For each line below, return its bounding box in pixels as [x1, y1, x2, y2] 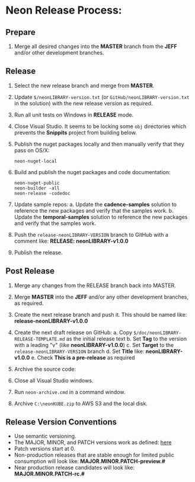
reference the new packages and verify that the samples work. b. [14, 207, 174, 214]
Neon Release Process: [5, 4, 122, 17]
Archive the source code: [14, 365, 76, 372]
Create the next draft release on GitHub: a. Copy [14, 329, 133, 336]
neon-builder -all [14, 185, 60, 191]
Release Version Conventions [5, 417, 117, 427]
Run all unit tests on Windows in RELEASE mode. [14, 111, 134, 118]
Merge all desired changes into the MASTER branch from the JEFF [14, 43, 177, 50]
